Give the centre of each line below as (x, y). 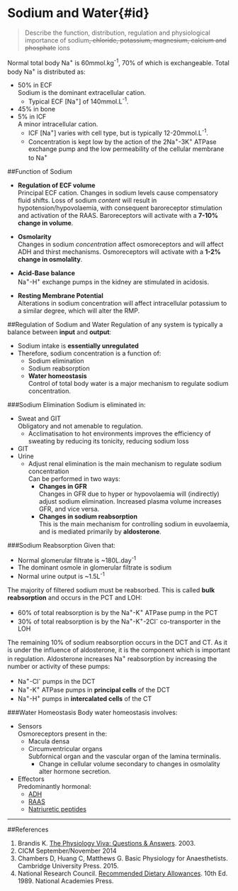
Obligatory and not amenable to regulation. (80, 426)
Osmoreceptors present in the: (62, 734)
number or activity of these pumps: (59, 666)
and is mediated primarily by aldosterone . (100, 531)
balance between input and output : (59, 332)
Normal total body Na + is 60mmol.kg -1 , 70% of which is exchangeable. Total (119, 62)
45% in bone (36, 109)
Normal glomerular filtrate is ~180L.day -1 (77, 560)
